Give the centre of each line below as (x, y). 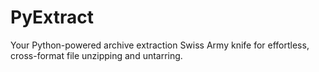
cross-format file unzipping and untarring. (96, 55)
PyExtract (52, 17)
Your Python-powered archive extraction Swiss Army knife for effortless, (160, 45)
